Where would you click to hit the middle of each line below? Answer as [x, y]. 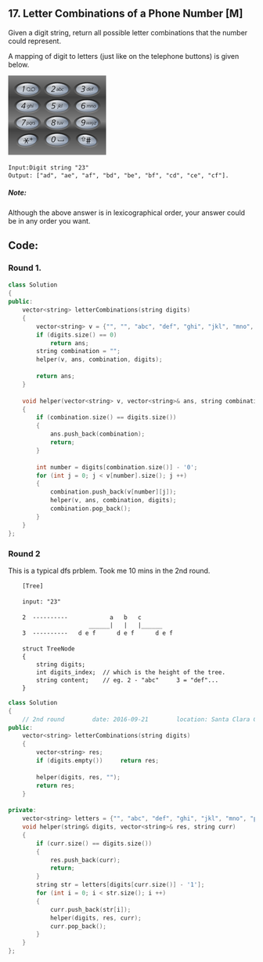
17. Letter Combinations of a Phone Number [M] [126, 14]
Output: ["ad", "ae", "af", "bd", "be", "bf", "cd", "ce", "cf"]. [119, 175]
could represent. [34, 41]
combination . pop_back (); [90, 509]
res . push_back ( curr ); [85, 860]
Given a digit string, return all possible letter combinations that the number [128, 32]
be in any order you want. [49, 220]
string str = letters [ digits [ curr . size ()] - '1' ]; [121, 885]
